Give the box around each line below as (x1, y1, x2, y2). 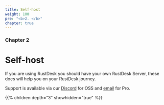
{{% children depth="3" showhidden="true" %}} (5, 95, 103, 101)
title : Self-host (5, 7, 41, 12)
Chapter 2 (5, 37, 29, 44)
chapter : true (5, 20, 34, 26)
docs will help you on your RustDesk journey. (5, 76, 96, 82)
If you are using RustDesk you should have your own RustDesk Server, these (5, 71, 160, 77)
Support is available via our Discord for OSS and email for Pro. (5, 86, 131, 91)
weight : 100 (5, 12, 29, 17)
